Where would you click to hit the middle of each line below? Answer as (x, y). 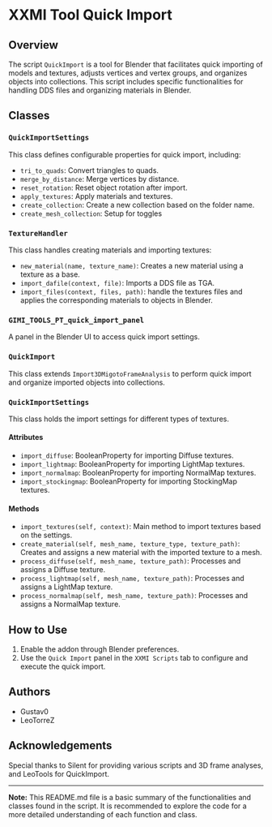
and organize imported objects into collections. (87, 382)
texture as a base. (50, 274)
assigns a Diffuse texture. (63, 570)
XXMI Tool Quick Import (90, 15)
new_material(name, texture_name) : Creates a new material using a (132, 265)
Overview (34, 45)
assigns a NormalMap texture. (70, 604)
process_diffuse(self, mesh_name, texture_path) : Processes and (130, 561)
